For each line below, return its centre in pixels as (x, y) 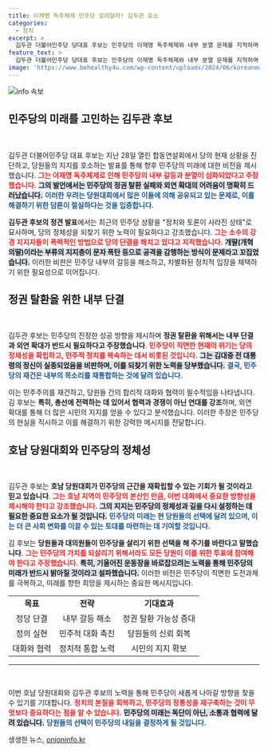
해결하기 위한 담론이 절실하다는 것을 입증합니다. (81, 205)
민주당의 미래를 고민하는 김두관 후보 (91, 119)
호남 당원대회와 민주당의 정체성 (80, 450)
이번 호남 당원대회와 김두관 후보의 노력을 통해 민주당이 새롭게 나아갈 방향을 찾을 (132, 693)
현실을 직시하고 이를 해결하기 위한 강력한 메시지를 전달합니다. (111, 422)
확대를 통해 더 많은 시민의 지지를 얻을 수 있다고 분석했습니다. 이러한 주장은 (123, 413)
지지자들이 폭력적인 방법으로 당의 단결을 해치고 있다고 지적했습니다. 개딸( (128, 242)
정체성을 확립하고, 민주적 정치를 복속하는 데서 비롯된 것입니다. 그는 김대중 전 (125, 355)
